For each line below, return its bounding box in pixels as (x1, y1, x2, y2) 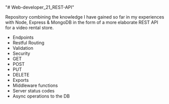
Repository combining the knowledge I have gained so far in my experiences (5, 14, 164, 20)
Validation (12, 45, 34, 51)
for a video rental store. (5, 25, 54, 31)
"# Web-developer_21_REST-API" (5, 5, 75, 10)
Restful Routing (12, 40, 44, 46)
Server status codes (12, 88, 54, 93)
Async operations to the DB (12, 93, 70, 99)
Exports (12, 77, 29, 83)
